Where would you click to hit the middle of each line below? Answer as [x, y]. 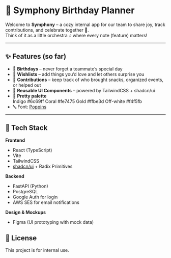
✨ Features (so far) [36, 56]
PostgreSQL [25, 191]
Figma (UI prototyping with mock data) [53, 222]
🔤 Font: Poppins [30, 107]
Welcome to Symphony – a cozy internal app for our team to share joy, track [85, 24]
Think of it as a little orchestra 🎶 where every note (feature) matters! [76, 35]
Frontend [15, 140]
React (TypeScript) [32, 150]
